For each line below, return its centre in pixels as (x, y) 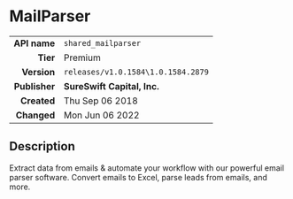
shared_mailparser (102, 43)
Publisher (35, 86)
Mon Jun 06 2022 (101, 115)
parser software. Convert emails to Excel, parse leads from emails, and (138, 177)
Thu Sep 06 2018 (101, 101)
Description (42, 146)
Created (38, 101)
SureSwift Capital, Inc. (111, 86)
